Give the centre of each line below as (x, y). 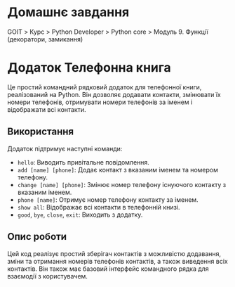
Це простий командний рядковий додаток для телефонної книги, (105, 87)
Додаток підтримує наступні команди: (65, 148)
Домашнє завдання (68, 12)
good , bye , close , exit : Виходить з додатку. (80, 215)
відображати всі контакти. (47, 109)
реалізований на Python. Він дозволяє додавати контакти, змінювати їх (114, 94)
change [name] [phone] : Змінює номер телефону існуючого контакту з (122, 184)
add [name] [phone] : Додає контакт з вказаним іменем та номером (118, 170)
